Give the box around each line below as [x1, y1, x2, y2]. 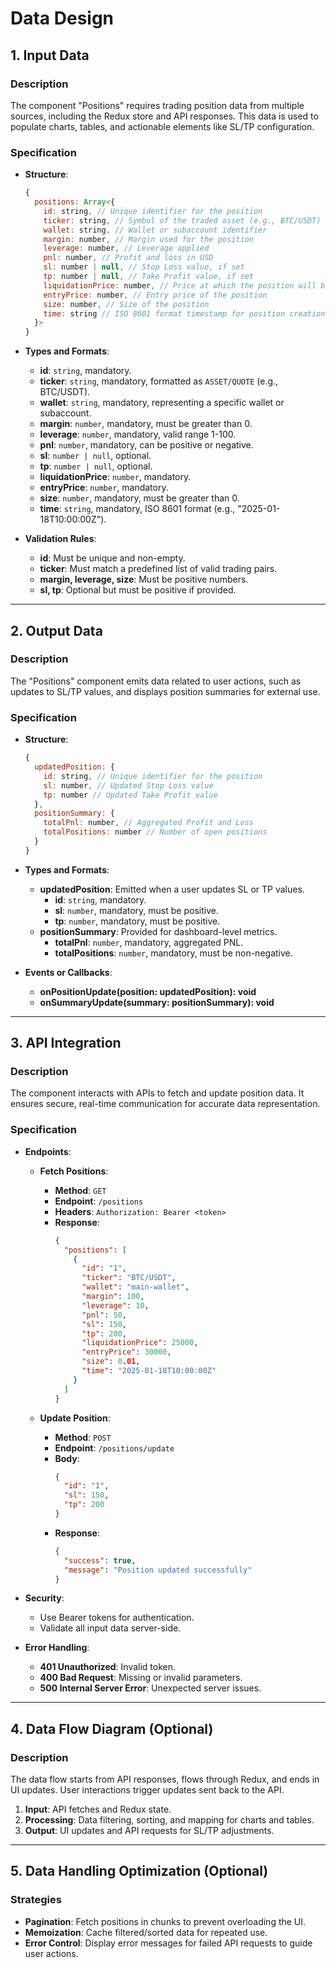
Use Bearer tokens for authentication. [39, 1612, 195, 1624]
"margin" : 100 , [81, 1292, 145, 1302]
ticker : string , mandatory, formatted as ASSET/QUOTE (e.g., [39, 375, 279, 387]
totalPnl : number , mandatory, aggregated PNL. [54, 936, 244, 948]
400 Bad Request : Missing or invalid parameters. [39, 1672, 243, 1684]
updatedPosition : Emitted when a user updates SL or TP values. [39, 883, 305, 895]
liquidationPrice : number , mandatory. [39, 471, 192, 483]
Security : [24, 1592, 65, 1604]
